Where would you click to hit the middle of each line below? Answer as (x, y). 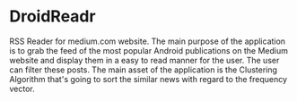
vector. (22, 88)
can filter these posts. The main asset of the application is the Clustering (144, 70)
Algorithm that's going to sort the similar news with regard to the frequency (148, 79)
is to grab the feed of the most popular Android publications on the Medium (149, 50)
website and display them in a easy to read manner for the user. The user (144, 60)
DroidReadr (52, 17)
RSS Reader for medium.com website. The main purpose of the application (147, 41)
